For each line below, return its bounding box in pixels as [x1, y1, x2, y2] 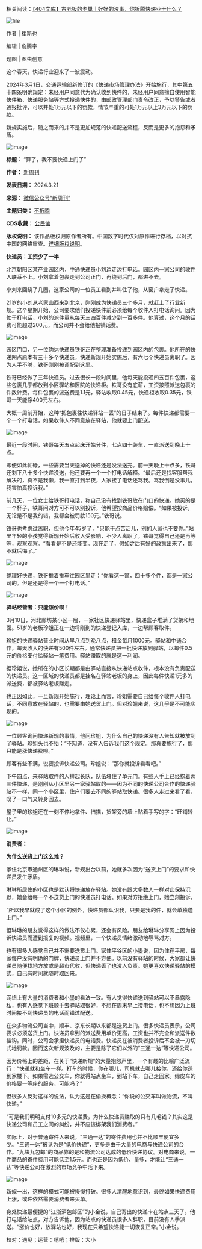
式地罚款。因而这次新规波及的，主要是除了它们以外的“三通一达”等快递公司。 [6, 1044, 195, 1051]
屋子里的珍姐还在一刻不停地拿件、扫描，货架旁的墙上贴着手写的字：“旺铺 [6, 808, 188, 815]
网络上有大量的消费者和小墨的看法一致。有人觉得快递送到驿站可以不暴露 [6, 994, 185, 1001]
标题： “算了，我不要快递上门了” [6, 156, 87, 163]
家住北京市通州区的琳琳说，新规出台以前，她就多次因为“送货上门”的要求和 [6, 866, 191, 873]
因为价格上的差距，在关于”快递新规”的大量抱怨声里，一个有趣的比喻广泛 [6, 1057, 185, 1064]
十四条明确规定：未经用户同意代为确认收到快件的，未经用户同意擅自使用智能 [6, 89, 196, 95]
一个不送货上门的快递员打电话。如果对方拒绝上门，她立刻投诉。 [37, 894, 196, 900]
